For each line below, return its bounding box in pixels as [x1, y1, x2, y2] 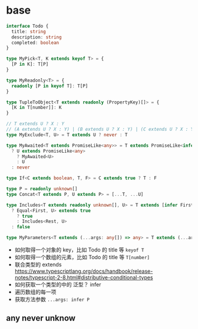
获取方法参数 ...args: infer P [14, 296, 90, 303]
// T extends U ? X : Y [6, 121, 65, 127]
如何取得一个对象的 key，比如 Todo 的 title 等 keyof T [14, 246, 144, 253]
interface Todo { [6, 23, 49, 29]
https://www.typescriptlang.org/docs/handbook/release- [14, 267, 153, 275]
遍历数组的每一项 [14, 288, 57, 296]
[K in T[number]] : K [11, 105, 62, 111]
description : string [11, 34, 62, 40]
